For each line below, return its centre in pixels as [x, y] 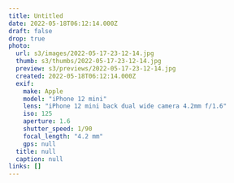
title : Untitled [36, 16]
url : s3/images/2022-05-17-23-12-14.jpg [85, 53]
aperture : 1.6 [47, 121]
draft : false [30, 31]
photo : [19, 46]
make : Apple [43, 91]
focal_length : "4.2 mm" [63, 136]
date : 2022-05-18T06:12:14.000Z [63, 23]
